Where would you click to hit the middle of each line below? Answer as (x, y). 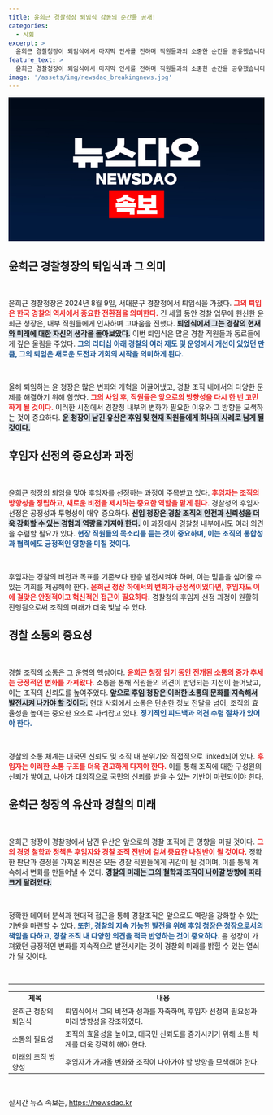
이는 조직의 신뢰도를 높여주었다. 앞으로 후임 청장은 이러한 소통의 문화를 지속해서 (133, 693)
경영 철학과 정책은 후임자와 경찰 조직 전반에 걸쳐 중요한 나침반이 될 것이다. (132, 851)
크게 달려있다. (30, 882)
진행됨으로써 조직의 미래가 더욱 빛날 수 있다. (78, 607)
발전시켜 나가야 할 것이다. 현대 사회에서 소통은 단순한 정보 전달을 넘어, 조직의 (129, 702)
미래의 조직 (29, 1057)
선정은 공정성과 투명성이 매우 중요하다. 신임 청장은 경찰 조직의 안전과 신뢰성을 (130, 513)
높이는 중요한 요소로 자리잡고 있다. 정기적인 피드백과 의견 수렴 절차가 (137, 713)
